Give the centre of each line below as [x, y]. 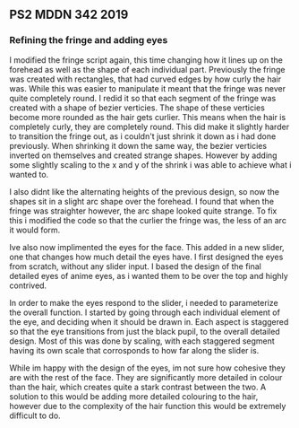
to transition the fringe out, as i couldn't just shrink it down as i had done [143, 136]
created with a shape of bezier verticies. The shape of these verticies [137, 108]
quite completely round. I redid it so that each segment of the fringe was [143, 98]
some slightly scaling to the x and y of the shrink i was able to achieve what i [150, 164]
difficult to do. [35, 415]
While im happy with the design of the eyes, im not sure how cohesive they [148, 368]
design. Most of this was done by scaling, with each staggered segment [142, 341]
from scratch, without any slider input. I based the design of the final [135, 266]
